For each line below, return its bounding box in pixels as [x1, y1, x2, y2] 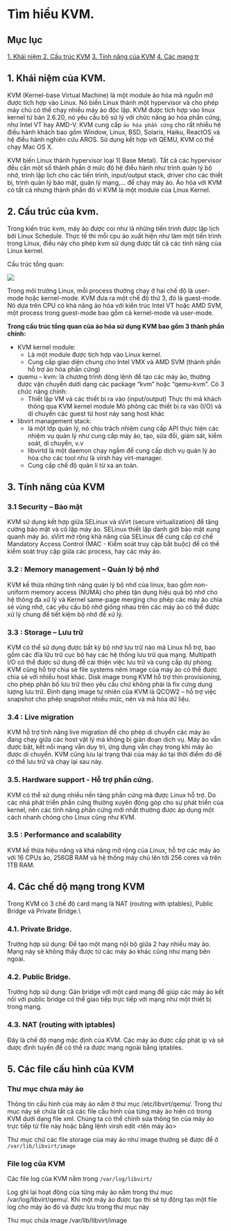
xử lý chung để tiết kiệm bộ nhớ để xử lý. [7, 610, 123, 618]
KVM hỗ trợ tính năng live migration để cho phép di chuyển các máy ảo [7, 728, 210, 736]
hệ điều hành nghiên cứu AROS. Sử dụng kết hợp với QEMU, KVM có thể [7, 135, 214, 143]
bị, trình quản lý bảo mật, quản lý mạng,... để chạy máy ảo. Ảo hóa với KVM [7, 178, 222, 186]
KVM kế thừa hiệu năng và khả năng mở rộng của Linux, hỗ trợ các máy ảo [7, 846, 221, 854]
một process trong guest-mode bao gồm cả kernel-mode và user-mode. [7, 309, 214, 317]
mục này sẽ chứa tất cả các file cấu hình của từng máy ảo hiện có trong [7, 1107, 212, 1116]
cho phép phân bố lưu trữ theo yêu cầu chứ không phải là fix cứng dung [7, 680, 213, 688]
